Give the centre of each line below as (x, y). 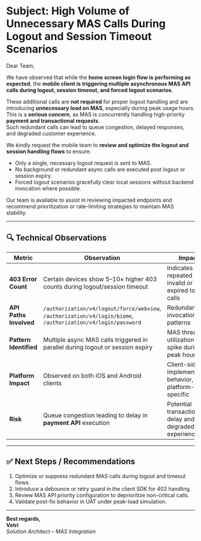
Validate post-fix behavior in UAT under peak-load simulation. (91, 502)
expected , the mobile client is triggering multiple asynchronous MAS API (98, 83)
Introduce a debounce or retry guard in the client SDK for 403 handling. (103, 488)
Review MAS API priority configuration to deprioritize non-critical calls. (102, 495)
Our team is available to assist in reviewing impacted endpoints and (89, 200)
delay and (181, 419)
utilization (181, 339)
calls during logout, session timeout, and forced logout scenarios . (90, 90)
